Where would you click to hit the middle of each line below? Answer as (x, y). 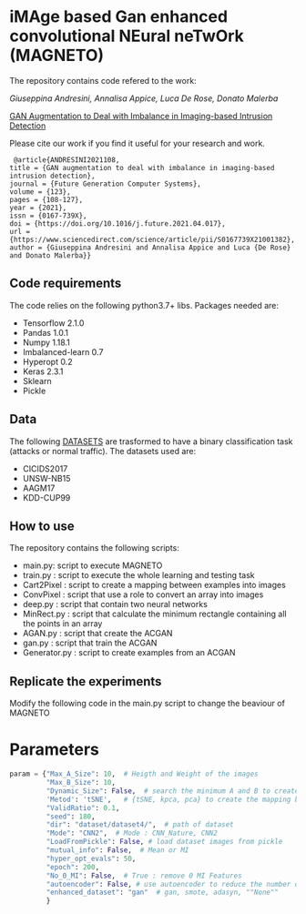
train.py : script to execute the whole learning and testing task (138, 575)
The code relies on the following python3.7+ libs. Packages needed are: (144, 305)
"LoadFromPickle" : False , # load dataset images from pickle (164, 842)
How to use (42, 526)
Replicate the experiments (86, 681)
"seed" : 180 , (71, 817)
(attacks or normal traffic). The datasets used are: (103, 451)
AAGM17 (39, 488)
